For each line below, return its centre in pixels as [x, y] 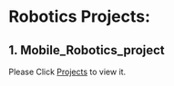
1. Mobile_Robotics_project [87, 50]
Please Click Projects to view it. [67, 72]
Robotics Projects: [80, 17]
